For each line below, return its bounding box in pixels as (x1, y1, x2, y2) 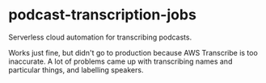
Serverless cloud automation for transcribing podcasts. (8, 32, 192, 42)
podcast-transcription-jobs (8, 6, 196, 24)
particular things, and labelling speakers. (8, 64, 144, 74)
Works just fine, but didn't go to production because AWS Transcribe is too (8, 48, 259, 57)
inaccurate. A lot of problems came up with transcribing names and (8, 56, 233, 66)
